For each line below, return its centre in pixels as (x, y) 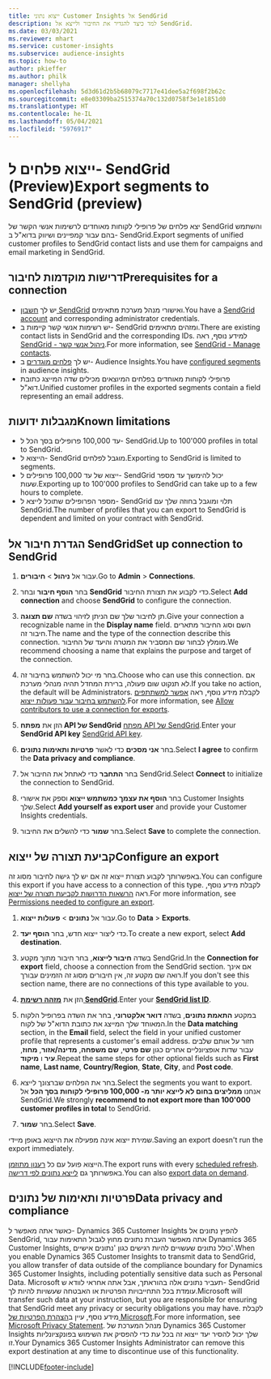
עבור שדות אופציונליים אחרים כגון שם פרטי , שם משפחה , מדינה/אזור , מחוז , (137, 1049)
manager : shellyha (39, 84)
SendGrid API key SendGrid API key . (81, 734)
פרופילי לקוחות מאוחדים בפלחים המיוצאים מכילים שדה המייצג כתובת (125, 379)
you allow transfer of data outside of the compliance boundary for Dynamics (135, 1265)
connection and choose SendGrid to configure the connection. (126, 600)
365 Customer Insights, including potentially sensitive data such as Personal (135, 1274)
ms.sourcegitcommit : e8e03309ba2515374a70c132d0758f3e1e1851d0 (117, 99)
